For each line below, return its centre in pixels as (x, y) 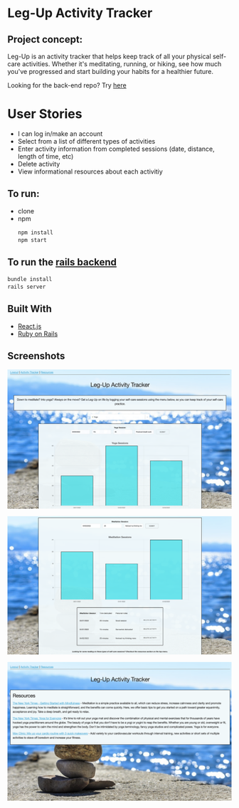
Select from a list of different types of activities (86, 141)
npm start (32, 240)
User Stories (45, 114)
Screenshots (36, 356)
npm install (35, 233)
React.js (30, 326)
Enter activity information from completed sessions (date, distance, (116, 149)
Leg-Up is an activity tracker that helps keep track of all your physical (109, 56)
